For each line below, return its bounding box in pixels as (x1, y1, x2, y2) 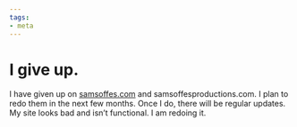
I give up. (9, 60, 79, 80)
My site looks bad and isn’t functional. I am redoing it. (9, 107, 207, 118)
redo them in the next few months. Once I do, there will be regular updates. (9, 99, 286, 109)
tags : (9, 12, 30, 22)
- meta (9, 21, 34, 30)
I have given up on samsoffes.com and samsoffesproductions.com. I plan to (9, 89, 289, 99)
